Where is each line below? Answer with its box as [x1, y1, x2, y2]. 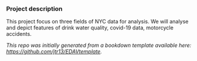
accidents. [6, 30, 32, 38]
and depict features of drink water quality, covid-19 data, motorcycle [6, 24, 174, 31]
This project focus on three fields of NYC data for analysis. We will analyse [6, 18, 189, 25]
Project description [6, 5, 63, 13]
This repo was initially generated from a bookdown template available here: [6, 42, 192, 49]
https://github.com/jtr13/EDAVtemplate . [6, 48, 102, 55]
